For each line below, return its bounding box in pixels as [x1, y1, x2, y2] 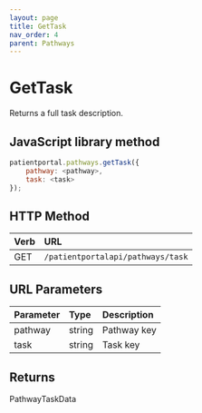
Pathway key [101, 324, 157, 337]
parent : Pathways [9, 38, 75, 48]
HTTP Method [9, 208, 91, 223]
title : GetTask [9, 22, 67, 31]
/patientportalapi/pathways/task [43, 251, 188, 262]
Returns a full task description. [9, 108, 124, 119]
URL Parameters [9, 281, 102, 297]
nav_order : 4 [9, 30, 59, 39]
